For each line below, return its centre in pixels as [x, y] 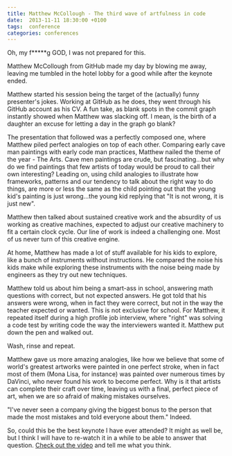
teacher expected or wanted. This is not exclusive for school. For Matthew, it [116, 310]
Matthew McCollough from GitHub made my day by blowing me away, [107, 66]
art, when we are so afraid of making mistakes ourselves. [89, 396]
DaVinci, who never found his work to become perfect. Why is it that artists [114, 382]
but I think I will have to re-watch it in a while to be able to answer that [107, 438]
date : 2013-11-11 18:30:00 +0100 [57, 20]
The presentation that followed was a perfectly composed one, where [107, 137]
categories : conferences [43, 33]
